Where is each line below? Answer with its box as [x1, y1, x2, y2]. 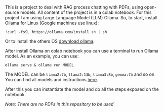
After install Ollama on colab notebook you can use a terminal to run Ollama [5, 48, 159, 54]
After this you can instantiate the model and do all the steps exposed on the [5, 86, 159, 92]
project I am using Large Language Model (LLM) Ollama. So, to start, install [5, 15, 158, 20]
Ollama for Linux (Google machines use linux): [5, 20, 99, 26]
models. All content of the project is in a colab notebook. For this [20, 9, 152, 15]
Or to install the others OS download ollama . [5, 38, 95, 44]
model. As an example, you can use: [5, 53, 79, 59]
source [5, 9, 20, 15]
